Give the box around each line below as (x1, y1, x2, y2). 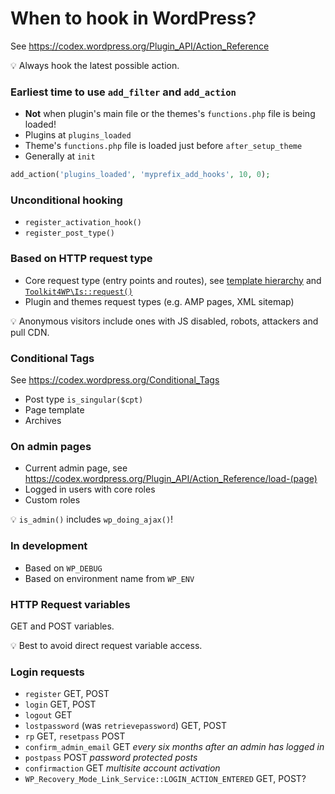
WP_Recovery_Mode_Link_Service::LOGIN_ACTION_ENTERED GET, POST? (24, 773, 307, 785)
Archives (24, 415, 62, 426)
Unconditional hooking (10, 193, 123, 207)
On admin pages (10, 439, 92, 453)
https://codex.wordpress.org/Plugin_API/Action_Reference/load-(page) (24, 473, 318, 485)
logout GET (24, 709, 73, 721)
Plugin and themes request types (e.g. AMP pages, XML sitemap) (24, 295, 295, 307)
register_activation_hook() (24, 218, 142, 228)
